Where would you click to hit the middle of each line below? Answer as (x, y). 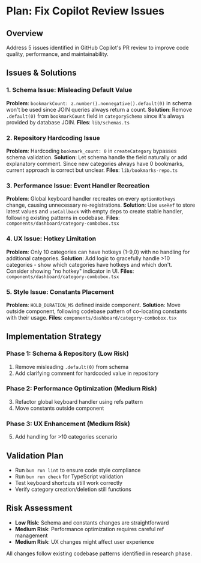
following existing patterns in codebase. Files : (63, 218)
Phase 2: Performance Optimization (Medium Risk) (82, 389)
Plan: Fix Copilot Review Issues (85, 11)
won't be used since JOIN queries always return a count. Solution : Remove (99, 109)
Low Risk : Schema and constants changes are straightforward (92, 522)
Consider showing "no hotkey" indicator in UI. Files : (70, 271)
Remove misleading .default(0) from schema (72, 367)
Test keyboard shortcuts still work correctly (69, 482)
